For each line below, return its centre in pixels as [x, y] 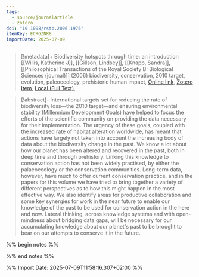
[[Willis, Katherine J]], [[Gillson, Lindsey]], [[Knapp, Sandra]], [96, 63]
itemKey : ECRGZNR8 [29, 34]
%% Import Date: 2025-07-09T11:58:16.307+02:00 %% [74, 267]
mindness [33, 220]
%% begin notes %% [32, 244]
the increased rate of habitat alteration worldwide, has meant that [101, 131]
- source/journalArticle [42, 17]
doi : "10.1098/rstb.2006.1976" [45, 28]
